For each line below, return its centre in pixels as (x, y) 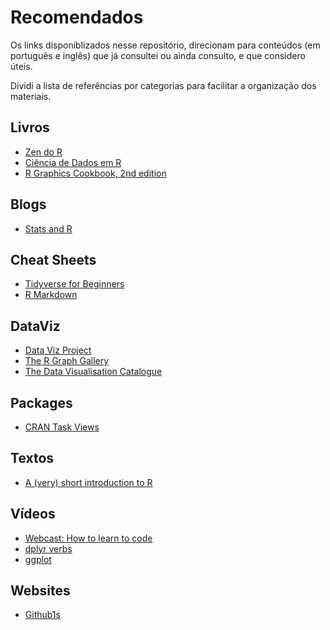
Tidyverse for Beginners (74, 284)
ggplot (38, 559)
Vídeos (33, 514)
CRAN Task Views (62, 427)
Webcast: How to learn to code (88, 538)
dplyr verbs (48, 548)
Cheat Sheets (53, 259)
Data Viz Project (58, 350)
